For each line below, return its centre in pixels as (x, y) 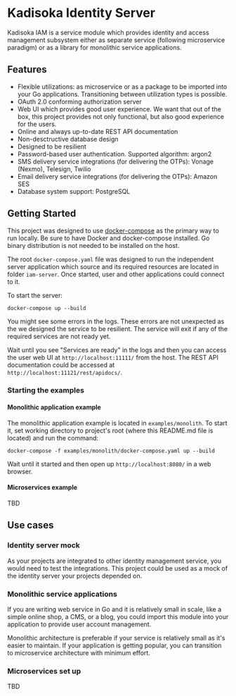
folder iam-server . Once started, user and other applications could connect (116, 274)
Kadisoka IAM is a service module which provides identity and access (108, 32)
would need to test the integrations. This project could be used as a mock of (118, 568)
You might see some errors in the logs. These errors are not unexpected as (116, 321)
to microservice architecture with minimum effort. (79, 652)
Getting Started (42, 214)
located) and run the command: (53, 437)
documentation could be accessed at (61, 365)
